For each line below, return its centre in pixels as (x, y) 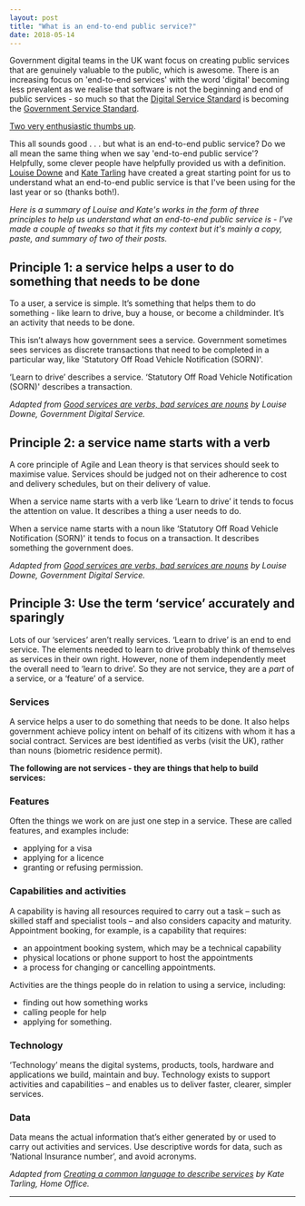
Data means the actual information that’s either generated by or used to (143, 1137)
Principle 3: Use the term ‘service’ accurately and (152, 603)
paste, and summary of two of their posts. (89, 239)
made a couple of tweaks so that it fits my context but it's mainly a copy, (146, 229)
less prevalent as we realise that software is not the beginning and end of (147, 89)
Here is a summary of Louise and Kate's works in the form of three (134, 210)
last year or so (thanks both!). (64, 193)
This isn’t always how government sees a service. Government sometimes (148, 341)
